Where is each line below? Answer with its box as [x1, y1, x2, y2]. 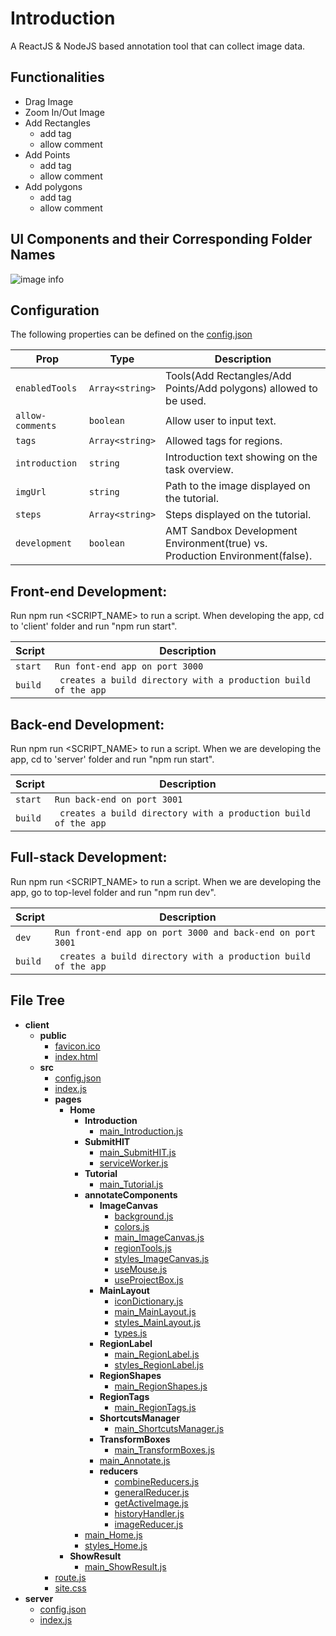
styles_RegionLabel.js [114, 1358, 204, 1371]
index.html [54, 1050, 98, 1062]
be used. [165, 394, 207, 408]
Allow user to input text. [165, 414, 277, 428]
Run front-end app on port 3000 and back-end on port [54, 927, 317, 938]
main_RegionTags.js [114, 1401, 197, 1413]
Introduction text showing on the [165, 450, 318, 464]
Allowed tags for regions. [165, 434, 283, 448]
